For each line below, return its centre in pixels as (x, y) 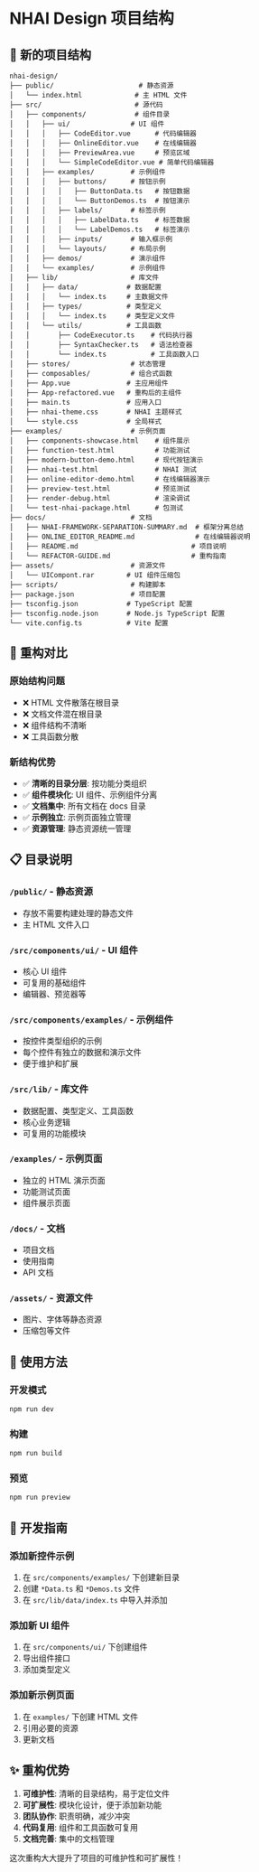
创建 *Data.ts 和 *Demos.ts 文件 (81, 1589)
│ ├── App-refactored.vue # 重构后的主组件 (96, 393)
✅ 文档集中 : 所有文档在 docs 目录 (84, 806)
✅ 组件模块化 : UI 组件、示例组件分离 (90, 794)
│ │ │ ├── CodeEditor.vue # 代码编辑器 (103, 134)
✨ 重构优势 (40, 1770)
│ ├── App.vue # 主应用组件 (89, 383)
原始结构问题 (37, 681)
